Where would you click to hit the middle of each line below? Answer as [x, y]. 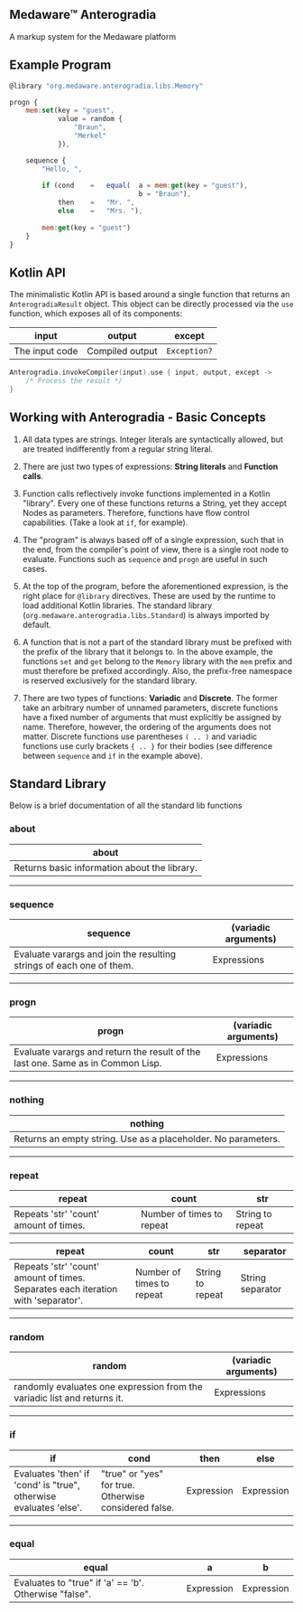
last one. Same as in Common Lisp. [88, 1064]
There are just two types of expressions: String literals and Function [150, 466]
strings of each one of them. [73, 966]
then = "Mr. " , [96, 202]
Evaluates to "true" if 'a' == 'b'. [79, 1582]
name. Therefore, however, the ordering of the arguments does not [147, 726]
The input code [46, 351]
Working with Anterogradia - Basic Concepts [138, 418]
